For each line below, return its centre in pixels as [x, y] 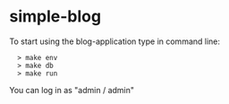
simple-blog [55, 17]
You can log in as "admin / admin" [72, 90]
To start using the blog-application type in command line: [115, 41]
